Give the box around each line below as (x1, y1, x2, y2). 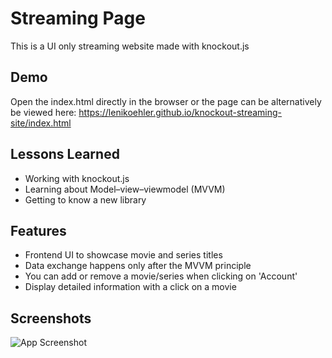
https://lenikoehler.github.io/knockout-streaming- (78, 106, 283, 118)
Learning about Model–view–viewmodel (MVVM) (24, 183, 226, 195)
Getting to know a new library (24, 193, 147, 206)
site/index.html (10, 117, 72, 129)
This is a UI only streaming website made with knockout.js (10, 40, 250, 52)
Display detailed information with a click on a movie (24, 281, 237, 293)
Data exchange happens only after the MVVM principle (24, 260, 252, 272)
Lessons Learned (10, 146, 120, 163)
